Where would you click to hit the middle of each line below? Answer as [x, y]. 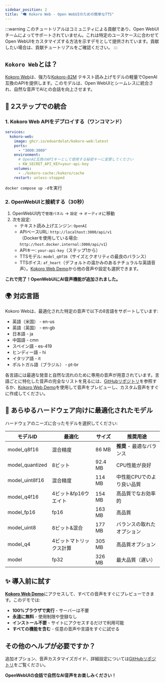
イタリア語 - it [26, 358]
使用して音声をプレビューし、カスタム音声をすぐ [109, 387]
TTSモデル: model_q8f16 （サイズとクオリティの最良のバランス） [84, 256]
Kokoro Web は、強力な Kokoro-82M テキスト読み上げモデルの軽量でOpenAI [81, 77]
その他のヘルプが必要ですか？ [50, 646]
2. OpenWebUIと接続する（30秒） [46, 202]
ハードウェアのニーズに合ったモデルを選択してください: [61, 423]
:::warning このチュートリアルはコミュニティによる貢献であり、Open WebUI [82, 29]
